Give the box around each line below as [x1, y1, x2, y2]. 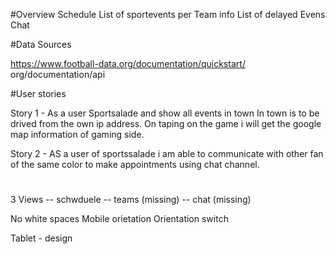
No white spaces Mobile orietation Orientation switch [10, 213, 229, 225]
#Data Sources [10, 39, 72, 50]
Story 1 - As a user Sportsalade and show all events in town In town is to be [10, 107, 320, 119]
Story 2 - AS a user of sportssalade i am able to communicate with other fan [10, 148, 324, 159]
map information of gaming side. [10, 129, 145, 140]
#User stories [10, 88, 67, 99]
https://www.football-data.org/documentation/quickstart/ [10, 58, 246, 69]
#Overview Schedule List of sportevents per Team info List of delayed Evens [10, 9, 326, 20]
